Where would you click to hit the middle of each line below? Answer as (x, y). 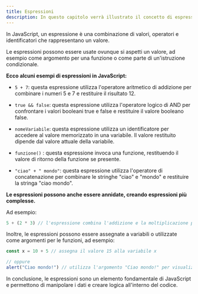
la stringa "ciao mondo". (44, 183)
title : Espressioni (30, 12)
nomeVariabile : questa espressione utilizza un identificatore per (92, 129)
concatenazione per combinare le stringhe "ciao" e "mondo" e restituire (102, 177)
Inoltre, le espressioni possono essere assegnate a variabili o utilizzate (92, 234)
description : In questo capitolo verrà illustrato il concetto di (89, 17)
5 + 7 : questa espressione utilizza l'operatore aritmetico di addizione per (103, 87)
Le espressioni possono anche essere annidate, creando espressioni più (97, 194)
